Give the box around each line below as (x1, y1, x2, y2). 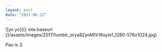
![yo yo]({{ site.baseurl (5, 26, 53, 32)
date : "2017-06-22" (5, 12, 47, 17)
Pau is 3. (5, 41, 24, 47)
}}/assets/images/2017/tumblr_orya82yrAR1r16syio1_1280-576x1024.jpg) (5, 32, 157, 38)
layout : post (5, 7, 33, 13)
